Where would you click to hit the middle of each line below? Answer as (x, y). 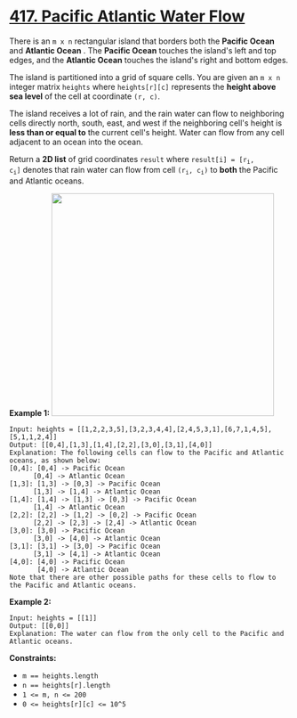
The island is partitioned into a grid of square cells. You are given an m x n (145, 77)
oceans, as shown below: (55, 461)
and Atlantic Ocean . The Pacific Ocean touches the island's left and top (143, 50)
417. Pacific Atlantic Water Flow (127, 16)
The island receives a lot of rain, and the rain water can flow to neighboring (147, 113)
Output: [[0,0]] (39, 625)
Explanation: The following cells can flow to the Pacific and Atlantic (147, 453)
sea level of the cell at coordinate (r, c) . (85, 96)
